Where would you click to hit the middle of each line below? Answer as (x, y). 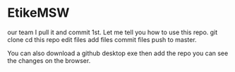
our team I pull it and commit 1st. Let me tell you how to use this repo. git (113, 32)
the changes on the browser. (49, 60)
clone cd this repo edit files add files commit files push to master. (102, 39)
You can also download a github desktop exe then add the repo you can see (118, 53)
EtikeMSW (38, 13)
